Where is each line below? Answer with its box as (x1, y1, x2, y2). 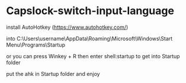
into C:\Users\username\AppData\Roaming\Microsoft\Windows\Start (6, 35, 173, 42)
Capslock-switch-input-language (6, 4, 175, 18)
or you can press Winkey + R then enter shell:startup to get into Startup (6, 52, 180, 59)
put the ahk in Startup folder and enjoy (6, 70, 100, 77)
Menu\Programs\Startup (6, 41, 65, 48)
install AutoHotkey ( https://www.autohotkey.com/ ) (6, 24, 129, 31)
